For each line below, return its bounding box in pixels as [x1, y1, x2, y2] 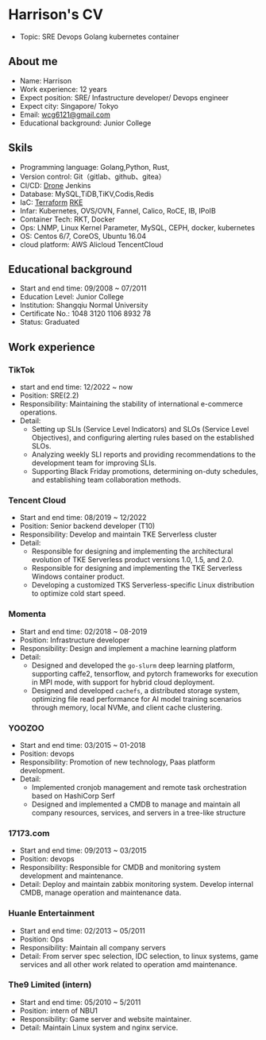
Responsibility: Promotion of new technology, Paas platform [19, 757, 216, 767]
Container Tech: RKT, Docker [19, 214, 115, 224]
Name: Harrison [19, 75, 72, 85]
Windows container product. [31, 572, 125, 581]
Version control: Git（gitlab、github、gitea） [19, 171, 166, 181]
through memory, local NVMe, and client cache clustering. [31, 703, 222, 712]
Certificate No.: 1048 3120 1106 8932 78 [19, 309, 152, 318]
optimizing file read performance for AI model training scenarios [31, 694, 242, 703]
